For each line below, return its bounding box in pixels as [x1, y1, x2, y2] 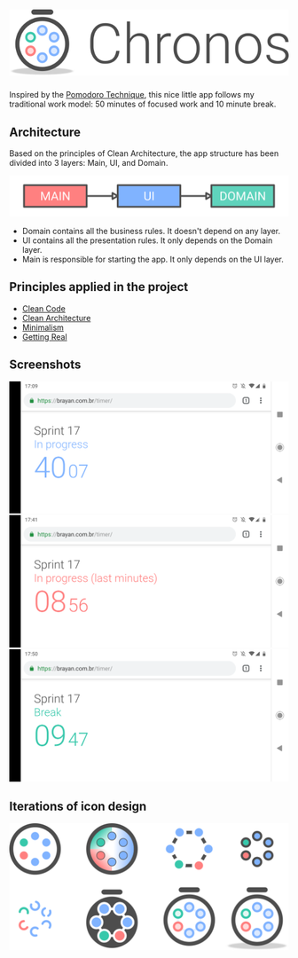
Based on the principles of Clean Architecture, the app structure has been [9, 148, 279, 159]
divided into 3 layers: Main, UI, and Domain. [9, 158, 169, 169]
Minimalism [21, 322, 65, 333]
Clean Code [21, 302, 67, 314]
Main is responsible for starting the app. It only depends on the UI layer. [21, 254, 284, 264]
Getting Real [21, 331, 68, 342]
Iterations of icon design [9, 799, 147, 814]
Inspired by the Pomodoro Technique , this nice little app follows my [9, 90, 255, 100]
